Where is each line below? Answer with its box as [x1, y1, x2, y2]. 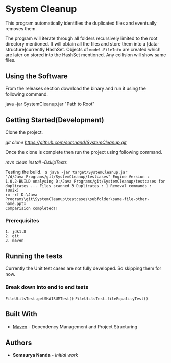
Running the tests [5, 252, 63, 261]
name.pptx [5, 201, 27, 206]
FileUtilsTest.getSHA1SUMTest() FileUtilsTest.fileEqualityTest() [5, 296, 149, 301]
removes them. [5, 25, 37, 31]
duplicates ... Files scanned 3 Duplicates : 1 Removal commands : [5, 183, 152, 188]
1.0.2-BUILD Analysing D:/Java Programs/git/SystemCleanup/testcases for [5, 178, 166, 184]
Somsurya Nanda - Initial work [12, 352, 78, 358]
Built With [5, 310, 37, 319]
